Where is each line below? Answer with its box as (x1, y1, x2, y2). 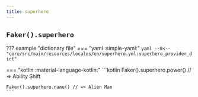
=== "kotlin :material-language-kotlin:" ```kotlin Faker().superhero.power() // (6, 66, 191, 74)
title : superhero (6, 8, 49, 15)
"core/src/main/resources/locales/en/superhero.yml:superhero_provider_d (6, 51, 193, 57)
